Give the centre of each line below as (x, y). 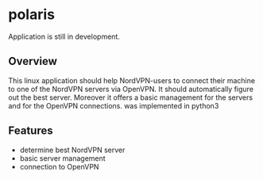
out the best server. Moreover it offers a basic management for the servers (130, 97)
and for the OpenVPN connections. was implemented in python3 (114, 105)
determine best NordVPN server (72, 150)
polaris (32, 15)
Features (31, 131)
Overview (33, 61)
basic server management (62, 158)
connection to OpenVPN (59, 166)
